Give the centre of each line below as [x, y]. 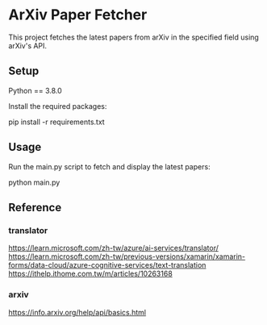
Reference [35, 207]
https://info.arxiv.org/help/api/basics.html [77, 312]
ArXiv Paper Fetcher [78, 15]
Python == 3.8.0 [35, 90]
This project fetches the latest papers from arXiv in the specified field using [134, 37]
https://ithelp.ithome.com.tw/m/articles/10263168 [91, 274]
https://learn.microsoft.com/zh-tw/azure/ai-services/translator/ [114, 248]
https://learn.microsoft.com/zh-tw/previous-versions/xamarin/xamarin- [127, 256]
